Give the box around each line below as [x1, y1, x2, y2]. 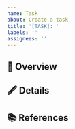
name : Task [7, 10, 38, 17]
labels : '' [7, 29, 38, 36]
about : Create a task [7, 16, 69, 23]
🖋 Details [7, 85, 50, 96]
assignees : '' [7, 35, 48, 42]
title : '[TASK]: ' [7, 23, 59, 29]
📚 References [7, 112, 69, 124]
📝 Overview [7, 61, 57, 72]
